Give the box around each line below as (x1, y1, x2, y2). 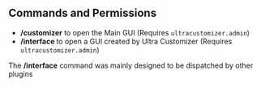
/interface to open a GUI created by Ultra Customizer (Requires (19, 36, 233, 46)
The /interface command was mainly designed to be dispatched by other (8, 60, 254, 70)
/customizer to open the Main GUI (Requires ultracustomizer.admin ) (19, 27, 250, 37)
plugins (8, 68, 33, 79)
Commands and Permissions (8, 6, 156, 20)
